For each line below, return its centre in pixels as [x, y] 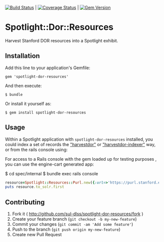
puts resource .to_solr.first [35, 187]
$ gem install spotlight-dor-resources [46, 112]
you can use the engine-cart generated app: [50, 164]
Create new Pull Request [37, 235]
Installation [22, 56]
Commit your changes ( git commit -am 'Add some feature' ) [72, 224]
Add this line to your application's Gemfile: [48, 68]
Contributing [25, 202]
